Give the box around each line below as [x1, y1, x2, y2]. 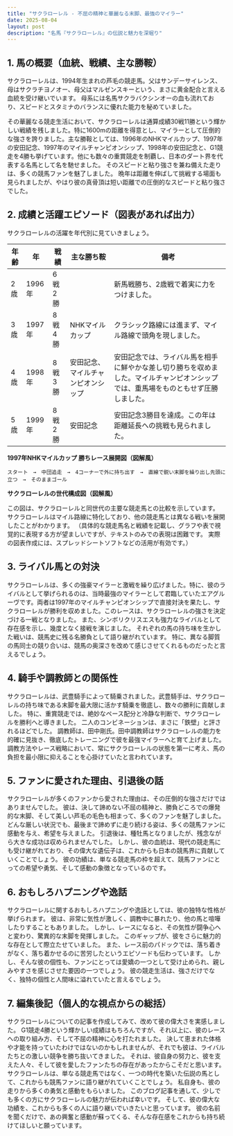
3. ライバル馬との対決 [7, 561, 100, 573]
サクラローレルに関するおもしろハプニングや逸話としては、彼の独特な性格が [7, 906, 226, 914]
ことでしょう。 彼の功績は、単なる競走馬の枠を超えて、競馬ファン [19, 855, 209, 863]
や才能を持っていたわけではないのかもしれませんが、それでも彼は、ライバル [7, 1043, 225, 1051]
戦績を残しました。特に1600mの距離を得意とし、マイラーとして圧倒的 [19, 126, 221, 135]
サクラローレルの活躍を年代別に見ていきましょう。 [7, 228, 153, 236]
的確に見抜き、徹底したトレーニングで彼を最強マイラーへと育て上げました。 [7, 735, 225, 743]
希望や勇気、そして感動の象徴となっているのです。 [25, 864, 170, 872]
